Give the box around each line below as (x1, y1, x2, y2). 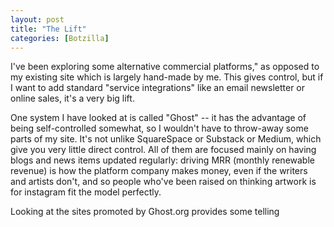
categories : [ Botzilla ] (10, 33, 110, 43)
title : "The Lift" (10, 24, 87, 34)
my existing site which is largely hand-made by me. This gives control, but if (10, 71, 324, 83)
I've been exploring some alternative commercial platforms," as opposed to (10, 61, 320, 73)
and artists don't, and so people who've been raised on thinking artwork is (10, 176, 317, 188)
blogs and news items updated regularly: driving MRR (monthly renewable (10, 154, 315, 166)
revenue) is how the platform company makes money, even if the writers (10, 165, 308, 177)
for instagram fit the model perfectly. (10, 186, 162, 198)
